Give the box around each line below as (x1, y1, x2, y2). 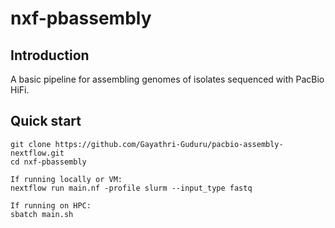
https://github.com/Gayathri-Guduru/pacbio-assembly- (54, 139, 284, 149)
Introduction (10, 47, 90, 64)
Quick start (10, 113, 82, 130)
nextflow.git (10, 148, 65, 158)
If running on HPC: (10, 200, 92, 211)
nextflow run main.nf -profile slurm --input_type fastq (10, 183, 253, 193)
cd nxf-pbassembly (10, 157, 87, 167)
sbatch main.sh (10, 209, 74, 219)
